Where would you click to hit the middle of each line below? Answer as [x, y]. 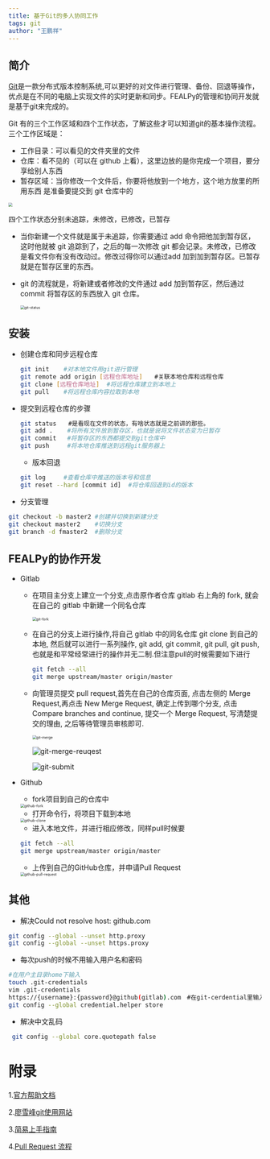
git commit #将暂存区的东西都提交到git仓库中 [92, 439]
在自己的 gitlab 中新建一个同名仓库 [89, 606]
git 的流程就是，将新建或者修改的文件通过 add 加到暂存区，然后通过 [132, 284]
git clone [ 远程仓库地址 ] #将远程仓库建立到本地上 [98, 384]
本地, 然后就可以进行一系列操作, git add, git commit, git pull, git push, [145, 644]
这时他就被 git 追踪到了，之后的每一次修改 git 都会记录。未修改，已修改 [138, 246]
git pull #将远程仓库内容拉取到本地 [79, 391]
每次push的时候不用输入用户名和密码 [81, 960]
